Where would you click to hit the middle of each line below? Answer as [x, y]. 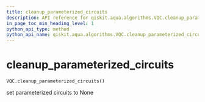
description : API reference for [47, 18]
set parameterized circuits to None [50, 93]
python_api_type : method [38, 29]
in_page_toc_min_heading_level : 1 [50, 23]
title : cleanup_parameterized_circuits [57, 12]
